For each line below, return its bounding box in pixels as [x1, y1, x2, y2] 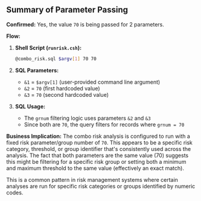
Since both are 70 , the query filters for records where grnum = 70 [24, 120, 185, 128]
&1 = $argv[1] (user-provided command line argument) [24, 78, 161, 85]
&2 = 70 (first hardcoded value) [24, 84, 101, 92]
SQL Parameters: [14, 66, 59, 74]
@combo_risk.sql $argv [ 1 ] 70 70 [14, 55, 97, 62]
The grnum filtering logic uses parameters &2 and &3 [24, 114, 151, 122]
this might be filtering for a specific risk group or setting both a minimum [6, 158, 187, 165]
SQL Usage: [14, 102, 46, 110]
